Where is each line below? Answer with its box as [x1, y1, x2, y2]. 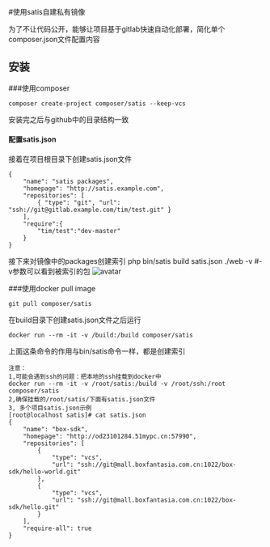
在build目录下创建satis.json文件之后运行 [8, 315, 141, 325]
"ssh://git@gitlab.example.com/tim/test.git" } [8, 206, 172, 214]
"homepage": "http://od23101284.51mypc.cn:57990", [23, 432, 197, 441]
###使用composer [8, 83, 70, 93]
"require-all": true [23, 524, 92, 532]
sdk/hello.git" [8, 503, 60, 511]
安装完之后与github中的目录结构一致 [8, 114, 129, 124]
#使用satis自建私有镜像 [8, 7, 86, 16]
